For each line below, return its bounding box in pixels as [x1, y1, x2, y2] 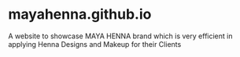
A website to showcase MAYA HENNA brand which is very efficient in [8, 31, 233, 41]
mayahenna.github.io [8, 5, 152, 23]
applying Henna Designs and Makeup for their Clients [8, 39, 182, 48]
